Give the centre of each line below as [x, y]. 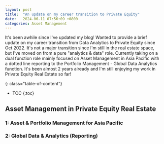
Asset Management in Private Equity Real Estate [81, 109]
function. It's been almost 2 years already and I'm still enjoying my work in [81, 69]
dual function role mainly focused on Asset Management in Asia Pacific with [82, 58]
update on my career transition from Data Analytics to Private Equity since [80, 43]
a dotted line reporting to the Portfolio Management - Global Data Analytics [81, 64]
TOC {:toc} [23, 93]
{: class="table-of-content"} [34, 84]
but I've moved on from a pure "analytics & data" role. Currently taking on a [82, 53]
